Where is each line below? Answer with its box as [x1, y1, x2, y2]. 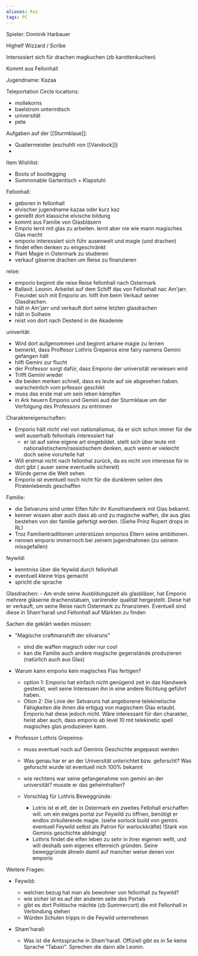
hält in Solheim [14, 310, 51, 317]
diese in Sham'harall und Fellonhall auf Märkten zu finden [6, 609, 146, 616]
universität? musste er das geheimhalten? [23, 781, 125, 788]
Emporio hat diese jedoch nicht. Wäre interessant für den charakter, [23, 710, 189, 717]
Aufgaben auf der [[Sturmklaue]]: [6, 130, 87, 137]
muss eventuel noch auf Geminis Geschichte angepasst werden [23, 745, 179, 752]
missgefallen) [14, 543, 48, 550]
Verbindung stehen [23, 907, 70, 915]
